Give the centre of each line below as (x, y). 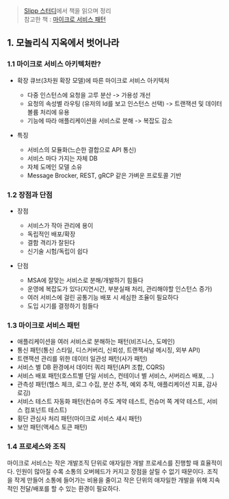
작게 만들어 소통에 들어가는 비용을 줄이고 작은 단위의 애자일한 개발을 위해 (111, 480)
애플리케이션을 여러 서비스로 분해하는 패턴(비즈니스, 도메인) (96, 342)
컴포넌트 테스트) (45, 410)
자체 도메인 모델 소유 (55, 166)
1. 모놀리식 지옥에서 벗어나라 (63, 43)
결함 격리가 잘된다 (51, 242)
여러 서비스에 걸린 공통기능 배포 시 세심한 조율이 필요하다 (103, 297)
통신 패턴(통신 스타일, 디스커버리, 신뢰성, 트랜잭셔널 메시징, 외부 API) (108, 350)
